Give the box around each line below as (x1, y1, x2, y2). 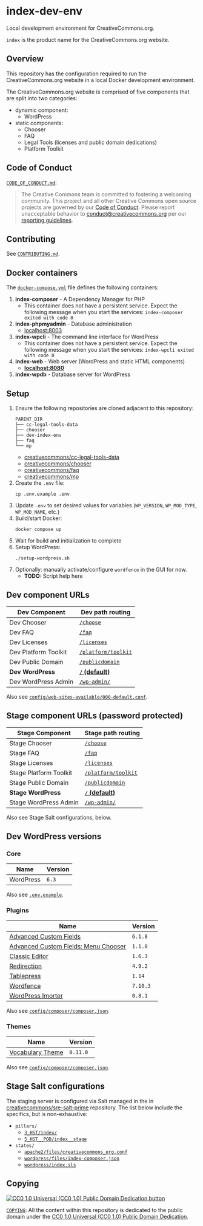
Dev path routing (81, 608, 131, 616)
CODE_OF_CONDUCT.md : (6, 179, 57, 186)
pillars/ (15, 1123, 38, 1129)
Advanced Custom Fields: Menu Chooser (9, 942, 126, 950)
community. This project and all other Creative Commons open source (21, 197, 197, 204)
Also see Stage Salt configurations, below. (6, 813, 112, 821)
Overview (6, 53, 44, 64)
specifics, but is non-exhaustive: (6, 1110, 88, 1117)
